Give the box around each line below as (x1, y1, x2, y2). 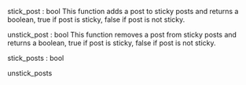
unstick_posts (7, 69, 53, 77)
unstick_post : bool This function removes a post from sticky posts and (7, 30, 237, 39)
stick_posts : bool (7, 54, 64, 62)
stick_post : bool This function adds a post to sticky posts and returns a (7, 7, 239, 16)
